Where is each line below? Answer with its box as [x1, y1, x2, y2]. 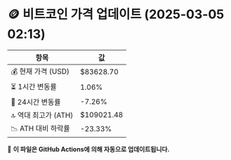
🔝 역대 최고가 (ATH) [11, 110, 74, 120]
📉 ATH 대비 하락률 [11, 124, 70, 133]
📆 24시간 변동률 [11, 97, 61, 107]
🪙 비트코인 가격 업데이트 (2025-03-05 [7, 6, 225, 22]
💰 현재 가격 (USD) [11, 66, 70, 76]
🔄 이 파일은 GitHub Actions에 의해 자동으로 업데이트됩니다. [7, 145, 170, 153]
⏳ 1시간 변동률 [11, 81, 58, 91]
